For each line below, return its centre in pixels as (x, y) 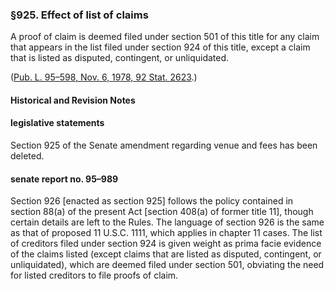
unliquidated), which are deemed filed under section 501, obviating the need (167, 265)
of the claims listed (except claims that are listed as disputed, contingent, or (166, 254)
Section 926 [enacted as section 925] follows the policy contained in (152, 201)
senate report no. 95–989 (64, 179)
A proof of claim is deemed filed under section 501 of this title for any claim (165, 37)
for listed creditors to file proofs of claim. (94, 275)
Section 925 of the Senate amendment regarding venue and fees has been (164, 145)
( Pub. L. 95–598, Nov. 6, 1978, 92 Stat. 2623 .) (104, 77)
